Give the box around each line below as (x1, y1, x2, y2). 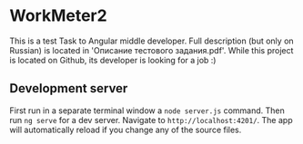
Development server (9, 81, 128, 96)
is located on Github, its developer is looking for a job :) (9, 54, 217, 65)
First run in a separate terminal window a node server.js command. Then (9, 105, 285, 116)
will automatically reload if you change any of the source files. (9, 124, 242, 135)
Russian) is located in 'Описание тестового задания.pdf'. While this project (9, 44, 294, 55)
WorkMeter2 (9, 5, 107, 26)
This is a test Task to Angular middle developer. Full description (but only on (9, 35, 294, 46)
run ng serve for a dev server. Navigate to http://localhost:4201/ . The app (9, 114, 293, 125)
